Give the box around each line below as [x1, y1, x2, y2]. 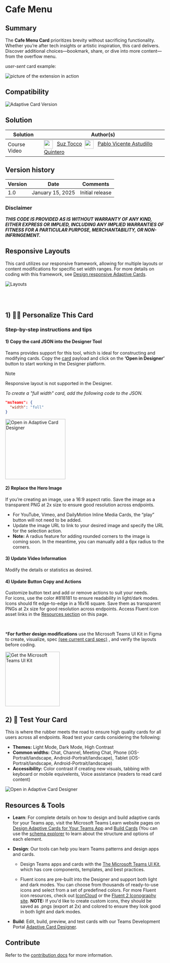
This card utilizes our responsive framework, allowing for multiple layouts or [5, 260, 163, 266]
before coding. [5, 642, 36, 648]
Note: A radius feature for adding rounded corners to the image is [12, 533, 150, 539]
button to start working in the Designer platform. [5, 361, 106, 367]
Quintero [44, 148, 65, 155]
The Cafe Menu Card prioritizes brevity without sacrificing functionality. [5, 37, 155, 43]
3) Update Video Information [5, 556, 67, 562]
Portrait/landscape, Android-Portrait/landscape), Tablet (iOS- [12, 755, 140, 761]
